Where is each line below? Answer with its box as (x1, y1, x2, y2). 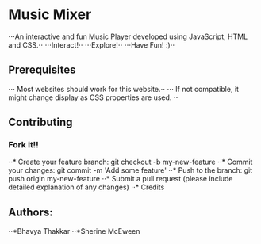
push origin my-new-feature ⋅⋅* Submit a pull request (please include (8, 174, 233, 184)
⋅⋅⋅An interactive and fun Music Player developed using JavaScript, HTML (8, 32, 248, 41)
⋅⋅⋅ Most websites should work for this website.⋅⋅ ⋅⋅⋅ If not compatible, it (8, 84, 240, 93)
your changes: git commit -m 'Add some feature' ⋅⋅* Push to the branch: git (8, 166, 253, 175)
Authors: (8, 205, 53, 219)
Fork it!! (8, 139, 39, 151)
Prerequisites (8, 63, 76, 77)
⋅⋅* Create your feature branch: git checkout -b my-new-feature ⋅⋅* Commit (8, 157, 253, 167)
